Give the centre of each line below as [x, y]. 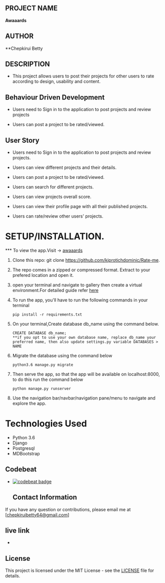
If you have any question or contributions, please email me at [68, 509]
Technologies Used [46, 424]
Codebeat [21, 469]
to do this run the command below [48, 379]
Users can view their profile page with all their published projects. [80, 207]
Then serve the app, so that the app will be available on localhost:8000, [86, 374]
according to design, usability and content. [56, 81]
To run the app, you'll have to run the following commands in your [80, 300]
